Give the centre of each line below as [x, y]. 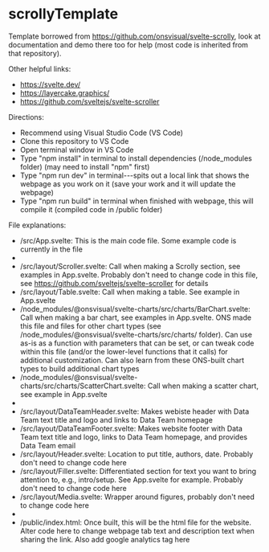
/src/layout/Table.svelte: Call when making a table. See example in [130, 292]
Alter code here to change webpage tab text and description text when [137, 530]
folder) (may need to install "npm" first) [85, 166]
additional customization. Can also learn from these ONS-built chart [132, 360]
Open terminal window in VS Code [77, 149]
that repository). [35, 53]
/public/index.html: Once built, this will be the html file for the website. [135, 522]
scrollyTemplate [63, 14]
